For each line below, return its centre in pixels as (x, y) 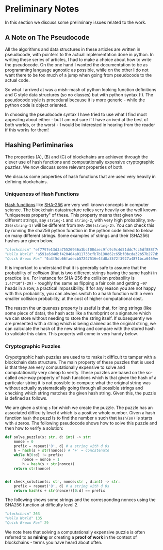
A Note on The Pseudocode (47, 38)
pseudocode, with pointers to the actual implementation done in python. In (79, 54)
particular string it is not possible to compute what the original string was (78, 383)
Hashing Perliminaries (39, 145)
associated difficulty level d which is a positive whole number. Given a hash (80, 412)
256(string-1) (19, 226)
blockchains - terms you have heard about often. (54, 542)
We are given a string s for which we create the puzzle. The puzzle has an (79, 408)
